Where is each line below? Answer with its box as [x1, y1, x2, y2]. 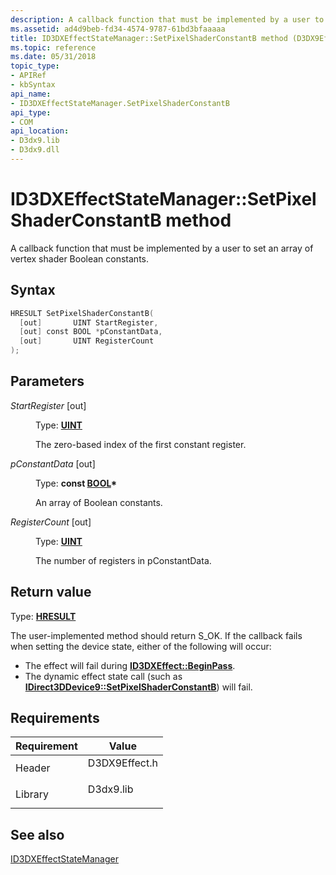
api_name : [10, 89, 52, 99]
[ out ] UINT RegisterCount [19, 336, 155, 346]
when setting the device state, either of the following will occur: [10, 640, 272, 652]
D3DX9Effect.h [87, 756, 158, 770]
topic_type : [10, 61, 60, 71]
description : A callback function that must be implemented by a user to [10, 14, 325, 25]
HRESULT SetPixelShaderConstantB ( [10, 308, 155, 318]
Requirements [10, 710, 100, 727]
